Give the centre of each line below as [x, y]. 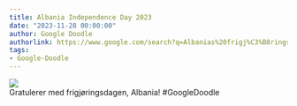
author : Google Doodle [51, 34]
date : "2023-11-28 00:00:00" [63, 26]
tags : [19, 50]
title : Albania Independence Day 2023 [80, 17]
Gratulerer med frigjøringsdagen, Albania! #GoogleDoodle [114, 92]
